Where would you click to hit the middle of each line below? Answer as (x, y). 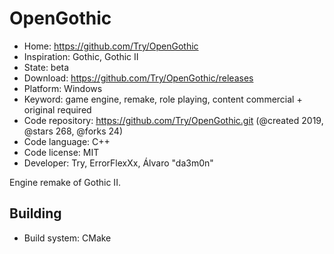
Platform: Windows (63, 88)
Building (35, 213)
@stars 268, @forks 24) (73, 131)
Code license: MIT (61, 152)
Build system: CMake (67, 238)
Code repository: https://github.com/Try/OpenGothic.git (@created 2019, (173, 120)
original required (57, 109)
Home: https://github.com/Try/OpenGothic (111, 46)
